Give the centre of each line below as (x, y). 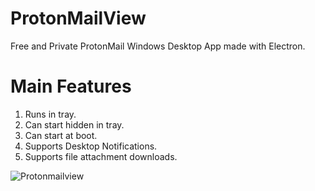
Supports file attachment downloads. (101, 156)
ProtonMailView (78, 18)
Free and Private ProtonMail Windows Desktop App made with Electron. (158, 46)
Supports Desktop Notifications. (91, 146)
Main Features (71, 86)
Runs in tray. (50, 114)
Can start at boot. (61, 135)
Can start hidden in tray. (74, 124)
